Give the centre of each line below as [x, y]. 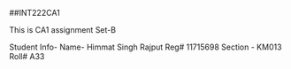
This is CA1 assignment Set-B [63, 30]
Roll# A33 [27, 56]
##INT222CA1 [34, 13]
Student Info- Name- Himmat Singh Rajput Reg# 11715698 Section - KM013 [145, 47]
